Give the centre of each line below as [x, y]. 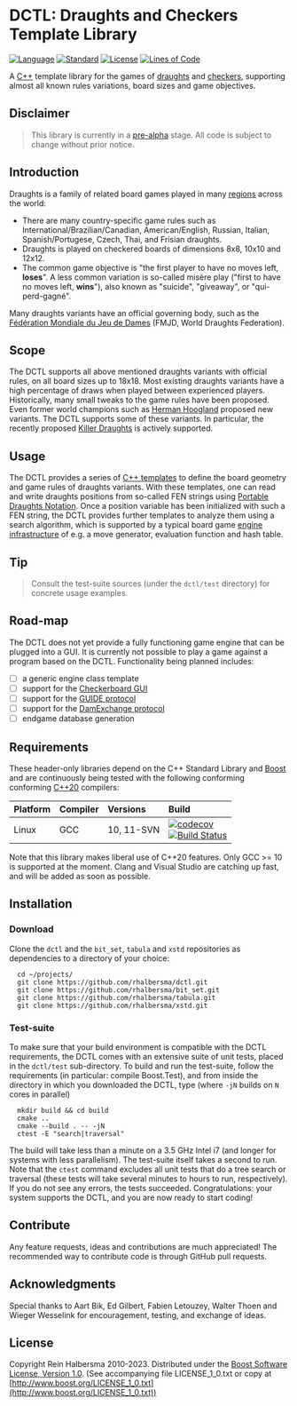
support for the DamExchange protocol [94, 708]
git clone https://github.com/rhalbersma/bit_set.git [118, 990]
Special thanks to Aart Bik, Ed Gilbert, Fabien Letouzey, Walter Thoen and [143, 1306]
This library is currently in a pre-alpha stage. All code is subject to [151, 135]
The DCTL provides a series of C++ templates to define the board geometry [148, 478]
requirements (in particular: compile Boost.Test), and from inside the [134, 1075]
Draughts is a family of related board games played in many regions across [146, 194]
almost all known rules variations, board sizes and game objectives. [133, 85]
